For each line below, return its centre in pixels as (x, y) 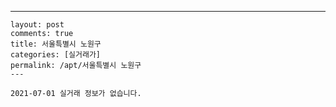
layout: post (37, 25)
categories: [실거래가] (55, 55)
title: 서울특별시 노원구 (56, 44)
